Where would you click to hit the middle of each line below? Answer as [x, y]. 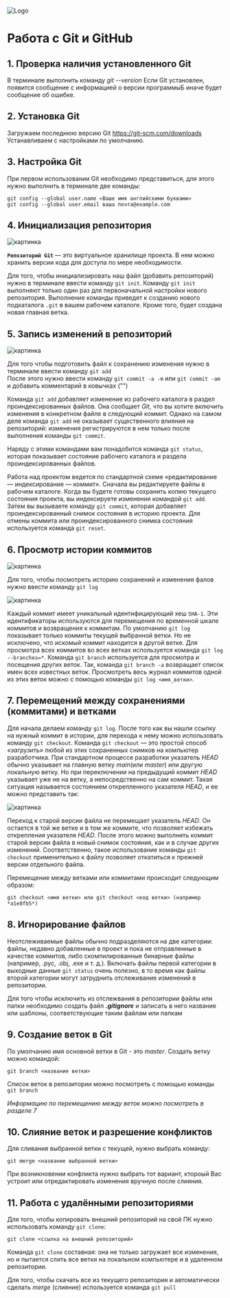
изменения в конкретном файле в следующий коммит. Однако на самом [114, 414]
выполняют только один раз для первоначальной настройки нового [107, 290]
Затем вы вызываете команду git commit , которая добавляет [97, 506]
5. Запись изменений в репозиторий [90, 334]
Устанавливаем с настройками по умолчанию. [76, 140]
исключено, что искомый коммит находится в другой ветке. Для [102, 643]
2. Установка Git [44, 117]
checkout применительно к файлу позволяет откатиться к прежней [105, 857]
